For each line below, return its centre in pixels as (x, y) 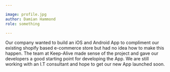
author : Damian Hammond (31, 19)
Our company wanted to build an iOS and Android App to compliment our (82, 43)
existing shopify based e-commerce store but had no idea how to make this (85, 48)
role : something (22, 24)
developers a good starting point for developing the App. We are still (77, 59)
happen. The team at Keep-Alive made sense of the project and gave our (82, 53)
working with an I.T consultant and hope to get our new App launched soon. (85, 64)
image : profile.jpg (26, 14)
